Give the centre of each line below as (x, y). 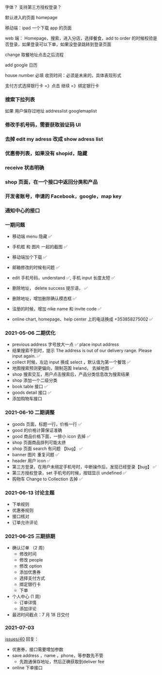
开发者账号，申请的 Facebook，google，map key (63, 196)
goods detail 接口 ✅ (32, 393)
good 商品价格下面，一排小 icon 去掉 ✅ (51, 436)
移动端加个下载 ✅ (29, 257)
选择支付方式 (32, 578)
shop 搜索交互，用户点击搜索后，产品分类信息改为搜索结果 (71, 375)
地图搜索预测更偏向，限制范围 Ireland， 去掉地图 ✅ (63, 368)
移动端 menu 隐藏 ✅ (32, 236)
